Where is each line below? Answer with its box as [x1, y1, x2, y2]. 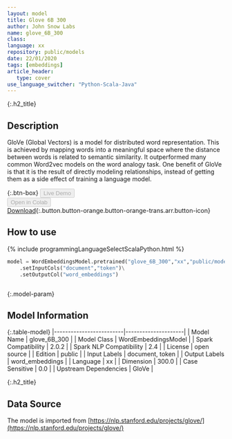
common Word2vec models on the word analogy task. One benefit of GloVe [7, 160, 222, 169]
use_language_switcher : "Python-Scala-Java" [7, 81, 137, 88]
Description [7, 120, 59, 131]
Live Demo [43, 189, 71, 197]
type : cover [16, 74, 51, 82]
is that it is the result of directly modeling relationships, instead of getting [7, 167, 215, 176]
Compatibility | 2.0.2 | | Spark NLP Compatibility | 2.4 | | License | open [7, 343, 209, 351]
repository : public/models [7, 49, 85, 56]
